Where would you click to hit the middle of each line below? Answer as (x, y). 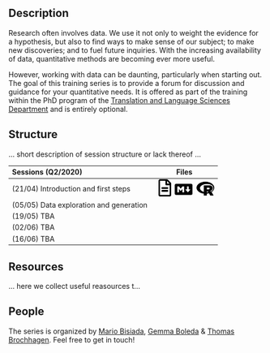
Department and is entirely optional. (68, 109)
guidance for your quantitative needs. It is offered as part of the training (128, 92)
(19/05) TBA (33, 216)
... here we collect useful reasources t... (74, 286)
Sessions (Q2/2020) (47, 172)
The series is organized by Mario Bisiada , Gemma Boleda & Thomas (122, 331)
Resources (36, 267)
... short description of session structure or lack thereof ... (105, 154)
